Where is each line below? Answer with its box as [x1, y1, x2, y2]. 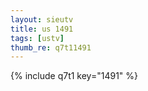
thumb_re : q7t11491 [10, 42, 92, 53]
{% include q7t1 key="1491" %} [10, 70, 139, 82]
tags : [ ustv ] [10, 33, 65, 43]
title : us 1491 [10, 24, 74, 34]
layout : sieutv [10, 14, 74, 25]
